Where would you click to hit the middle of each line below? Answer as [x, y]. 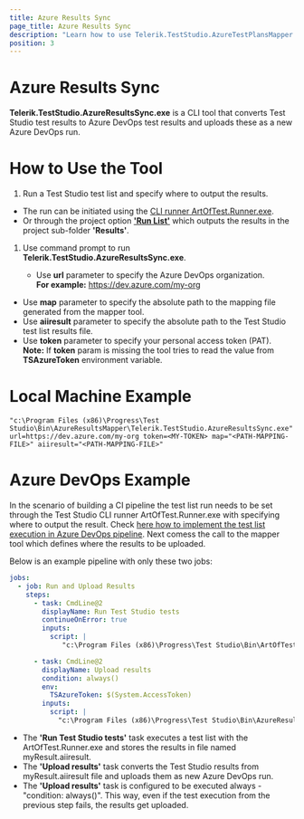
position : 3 [32, 43]
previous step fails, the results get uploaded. [105, 805]
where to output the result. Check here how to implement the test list [138, 524]
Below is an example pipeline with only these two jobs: [111, 561]
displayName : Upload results [97, 670]
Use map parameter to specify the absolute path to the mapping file [149, 302]
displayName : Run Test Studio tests [111, 612]
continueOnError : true [85, 620]
